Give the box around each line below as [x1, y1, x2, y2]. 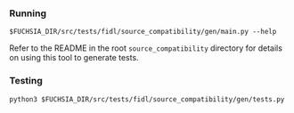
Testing [9, 75, 43, 87]
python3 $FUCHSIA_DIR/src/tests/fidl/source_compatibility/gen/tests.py [9, 94, 285, 104]
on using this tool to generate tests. [9, 52, 140, 63]
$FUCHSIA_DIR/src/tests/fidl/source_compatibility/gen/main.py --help [9, 28, 277, 36]
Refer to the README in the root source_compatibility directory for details [9, 43, 283, 53]
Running [9, 7, 47, 20]
